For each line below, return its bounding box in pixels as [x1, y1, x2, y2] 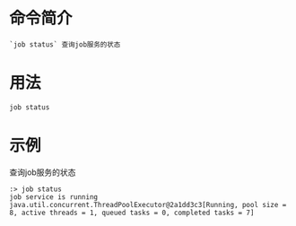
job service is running [9, 192, 99, 202]
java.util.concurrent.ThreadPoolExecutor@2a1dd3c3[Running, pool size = [9, 200, 287, 209]
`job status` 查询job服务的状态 [9, 39, 121, 49]
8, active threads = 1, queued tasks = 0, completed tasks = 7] [9, 208, 255, 217]
